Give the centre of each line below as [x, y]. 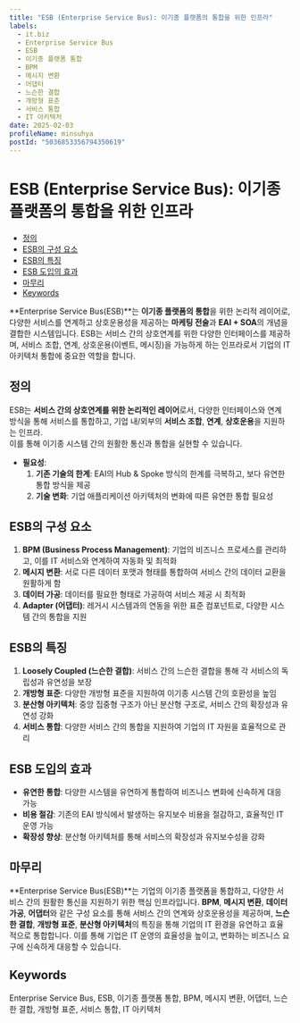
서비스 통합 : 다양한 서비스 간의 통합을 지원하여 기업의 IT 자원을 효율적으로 [149, 727]
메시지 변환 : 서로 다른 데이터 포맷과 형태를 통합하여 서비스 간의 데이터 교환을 [154, 572]
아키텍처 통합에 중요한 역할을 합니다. [72, 356]
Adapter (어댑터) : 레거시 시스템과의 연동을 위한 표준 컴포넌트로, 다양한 [145, 606]
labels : [24, 26]
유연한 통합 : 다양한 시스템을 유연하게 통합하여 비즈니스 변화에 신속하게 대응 [152, 792]
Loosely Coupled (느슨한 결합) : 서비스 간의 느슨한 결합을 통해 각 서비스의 [150, 671]
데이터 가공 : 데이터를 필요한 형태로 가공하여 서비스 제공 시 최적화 [134, 594]
